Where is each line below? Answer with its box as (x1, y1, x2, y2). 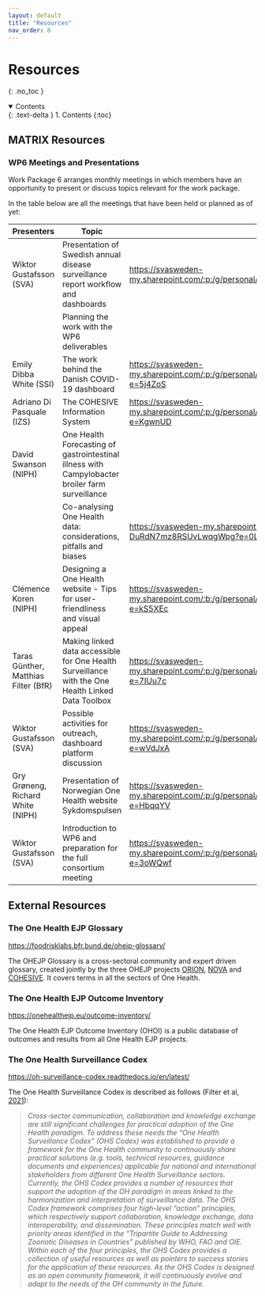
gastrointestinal (62, 449, 120, 460)
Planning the (62, 312, 109, 322)
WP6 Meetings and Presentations (8, 157, 140, 168)
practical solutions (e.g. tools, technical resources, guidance (27, 1153, 225, 1163)
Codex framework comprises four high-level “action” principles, (27, 1203, 237, 1213)
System (62, 416, 91, 427)
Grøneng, (12, 780, 47, 791)
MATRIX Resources (8, 133, 105, 146)
